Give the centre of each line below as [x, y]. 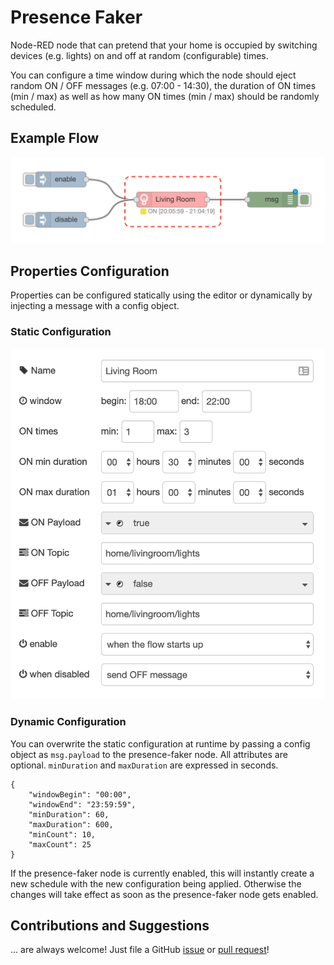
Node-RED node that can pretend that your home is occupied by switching [164, 45]
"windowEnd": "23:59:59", [82, 804]
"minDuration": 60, [69, 814]
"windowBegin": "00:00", [80, 794]
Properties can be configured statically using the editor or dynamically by [161, 295]
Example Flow [55, 138]
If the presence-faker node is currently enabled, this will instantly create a [162, 873]
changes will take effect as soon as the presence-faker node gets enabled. [164, 894]
